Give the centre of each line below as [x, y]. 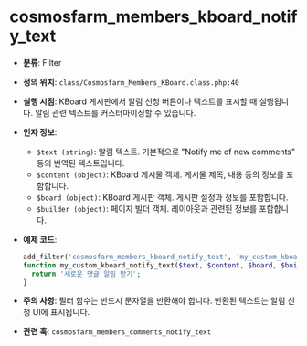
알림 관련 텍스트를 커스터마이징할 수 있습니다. [116, 112]
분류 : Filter [42, 62]
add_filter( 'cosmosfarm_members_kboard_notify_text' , [127, 257]
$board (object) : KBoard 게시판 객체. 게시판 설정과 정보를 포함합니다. [162, 197]
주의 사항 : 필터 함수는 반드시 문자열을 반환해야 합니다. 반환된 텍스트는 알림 [154, 301]
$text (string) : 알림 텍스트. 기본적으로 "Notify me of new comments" [166, 152]
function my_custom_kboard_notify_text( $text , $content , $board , [149, 265]
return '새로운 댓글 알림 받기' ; [86, 274]
